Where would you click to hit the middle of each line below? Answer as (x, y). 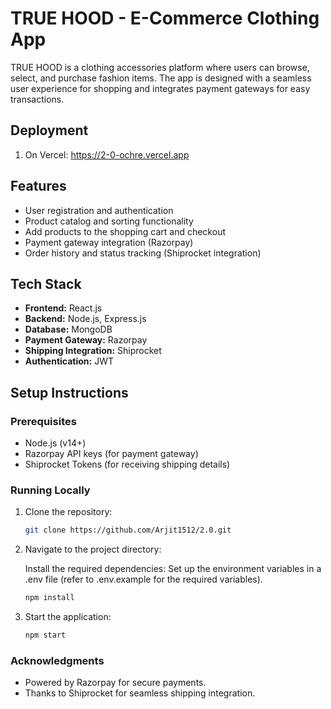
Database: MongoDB (68, 329)
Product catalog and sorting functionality (109, 221)
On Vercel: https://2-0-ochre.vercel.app (107, 154)
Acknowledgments (57, 660)
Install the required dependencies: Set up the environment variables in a (173, 569)
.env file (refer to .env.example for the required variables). (143, 579)
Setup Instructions (69, 392)
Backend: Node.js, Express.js (85, 319)
